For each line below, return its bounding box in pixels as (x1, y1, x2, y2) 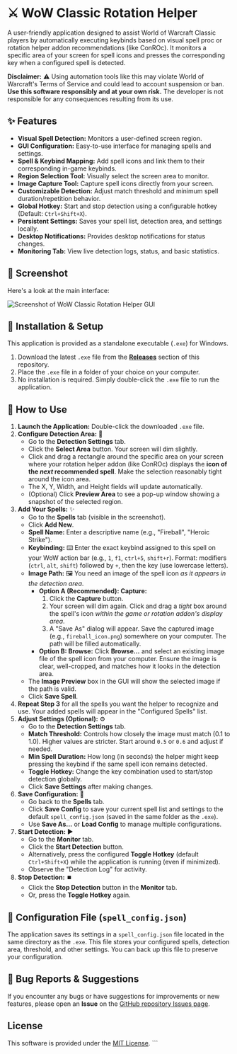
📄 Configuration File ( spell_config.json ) (7, 911, 187, 923)
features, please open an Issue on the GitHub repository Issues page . (7, 999, 210, 1008)
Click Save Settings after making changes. (28, 782, 154, 791)
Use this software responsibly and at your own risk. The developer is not (7, 87, 224, 96)
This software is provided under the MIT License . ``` (7, 1038, 158, 1047)
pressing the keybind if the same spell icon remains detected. (28, 760, 208, 769)
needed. (28, 745, 53, 753)
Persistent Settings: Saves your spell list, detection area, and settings (17, 217, 222, 225)
